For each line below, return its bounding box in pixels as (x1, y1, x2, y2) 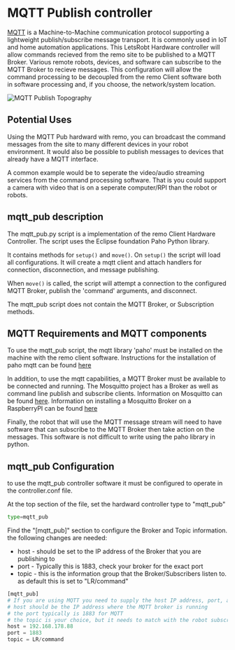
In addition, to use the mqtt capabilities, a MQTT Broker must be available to (7, 374, 226, 383)
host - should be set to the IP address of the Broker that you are (17, 547, 201, 556)
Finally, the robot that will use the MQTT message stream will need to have (7, 418, 222, 426)
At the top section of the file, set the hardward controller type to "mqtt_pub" (7, 500, 226, 509)
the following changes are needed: (7, 534, 108, 542)
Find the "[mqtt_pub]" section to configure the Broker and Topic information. (7, 526, 228, 535)
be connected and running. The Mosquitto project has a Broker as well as (7, 382, 219, 390)
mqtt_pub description (7, 211, 104, 223)
